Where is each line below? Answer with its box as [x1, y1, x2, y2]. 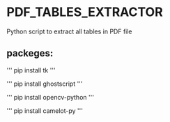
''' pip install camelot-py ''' [6, 106, 83, 115]
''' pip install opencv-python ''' [6, 93, 95, 101]
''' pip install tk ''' [6, 66, 56, 74]
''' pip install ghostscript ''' [6, 79, 83, 88]
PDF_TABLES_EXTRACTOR [6, 4, 163, 20]
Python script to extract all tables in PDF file [6, 27, 133, 36]
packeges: [6, 47, 54, 59]
